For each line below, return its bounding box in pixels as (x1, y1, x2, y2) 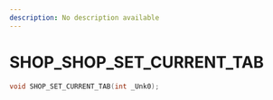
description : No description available (9, 13, 160, 23)
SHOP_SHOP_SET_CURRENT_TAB (9, 51, 265, 72)
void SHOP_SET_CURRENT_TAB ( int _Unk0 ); (9, 82, 160, 91)
